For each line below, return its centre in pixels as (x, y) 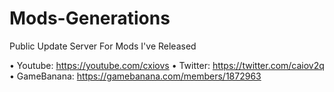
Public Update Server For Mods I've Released (103, 46)
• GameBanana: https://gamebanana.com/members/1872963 (135, 76)
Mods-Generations (90, 18)
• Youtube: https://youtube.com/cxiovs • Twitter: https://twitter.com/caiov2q (167, 65)
